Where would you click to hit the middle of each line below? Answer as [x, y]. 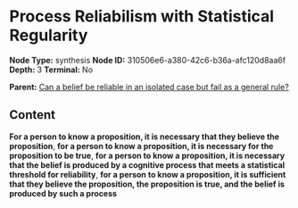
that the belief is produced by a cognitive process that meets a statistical [147, 165]
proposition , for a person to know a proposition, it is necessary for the [141, 146]
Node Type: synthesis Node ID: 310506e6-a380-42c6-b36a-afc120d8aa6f [148, 60]
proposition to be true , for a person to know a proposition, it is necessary [147, 155]
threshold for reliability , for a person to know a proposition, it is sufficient [148, 174]
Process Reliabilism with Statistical [142, 17]
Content [33, 115]
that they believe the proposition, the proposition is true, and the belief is [147, 184]
